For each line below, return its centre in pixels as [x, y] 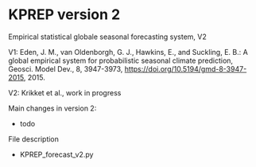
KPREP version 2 [64, 15]
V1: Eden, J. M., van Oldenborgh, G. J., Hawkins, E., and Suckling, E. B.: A [128, 52]
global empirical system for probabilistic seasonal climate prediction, [120, 60]
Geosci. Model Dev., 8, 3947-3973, [66, 68]
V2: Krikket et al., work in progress [65, 92]
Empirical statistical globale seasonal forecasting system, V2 [107, 37]
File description [34, 139]
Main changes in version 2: [52, 108]
